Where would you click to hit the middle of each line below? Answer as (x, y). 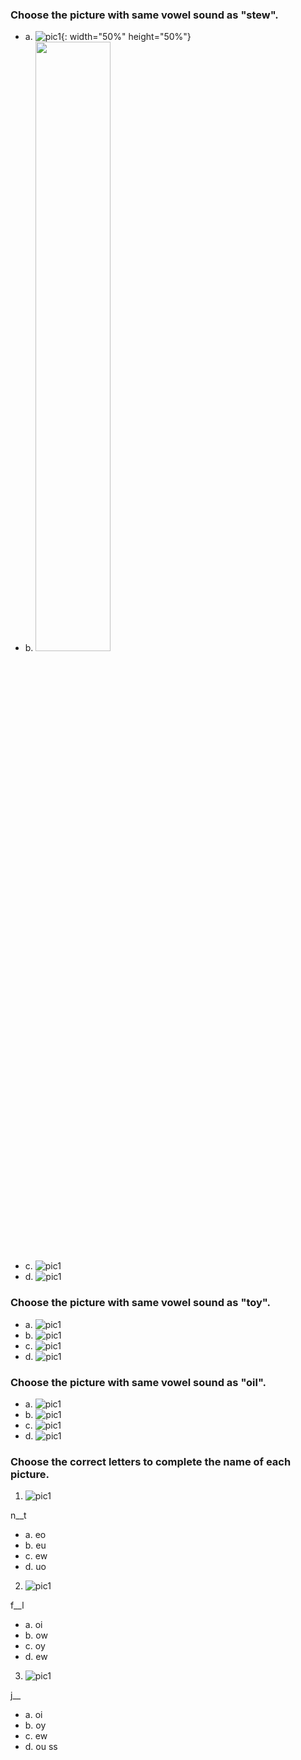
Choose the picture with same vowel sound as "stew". (144, 15)
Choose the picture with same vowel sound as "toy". (140, 1303)
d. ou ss (41, 1747)
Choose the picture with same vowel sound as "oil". (138, 1382)
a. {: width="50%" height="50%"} (108, 37)
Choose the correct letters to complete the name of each (151, 1461)
